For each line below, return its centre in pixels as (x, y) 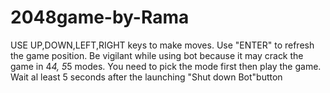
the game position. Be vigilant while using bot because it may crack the (157, 55)
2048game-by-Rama (100, 17)
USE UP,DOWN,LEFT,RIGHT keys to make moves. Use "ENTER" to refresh (162, 45)
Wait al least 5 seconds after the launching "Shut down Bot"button (146, 77)
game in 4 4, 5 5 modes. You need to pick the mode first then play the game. (166, 66)
